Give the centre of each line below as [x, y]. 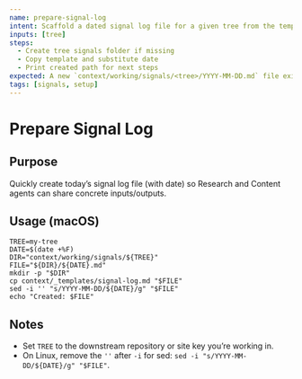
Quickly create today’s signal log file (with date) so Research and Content [145, 183]
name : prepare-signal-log [58, 18]
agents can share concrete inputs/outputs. [88, 193]
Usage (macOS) [54, 221]
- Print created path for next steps [88, 68]
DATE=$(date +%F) [42, 250]
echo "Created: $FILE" [52, 297]
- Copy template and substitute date [88, 59]
